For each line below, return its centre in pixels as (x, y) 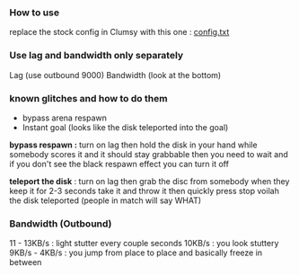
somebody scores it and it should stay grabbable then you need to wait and (149, 154)
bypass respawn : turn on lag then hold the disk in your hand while (133, 145)
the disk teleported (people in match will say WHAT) (106, 200)
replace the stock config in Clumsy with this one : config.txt (119, 32)
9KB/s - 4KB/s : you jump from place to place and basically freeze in (136, 253)
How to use (35, 13)
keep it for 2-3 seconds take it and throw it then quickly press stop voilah (145, 191)
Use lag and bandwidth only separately (97, 56)
